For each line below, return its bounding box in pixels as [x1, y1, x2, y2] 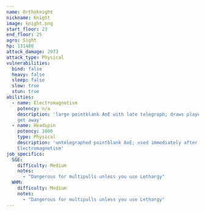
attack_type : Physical [6, 54, 64, 60]
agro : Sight [6, 37, 37, 43]
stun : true [12, 89, 40, 95]
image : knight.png [6, 20, 53, 26]
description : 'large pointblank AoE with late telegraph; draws [17, 111, 184, 117]
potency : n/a [17, 105, 51, 112]
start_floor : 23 [6, 26, 48, 32]
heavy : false [12, 71, 45, 78]
